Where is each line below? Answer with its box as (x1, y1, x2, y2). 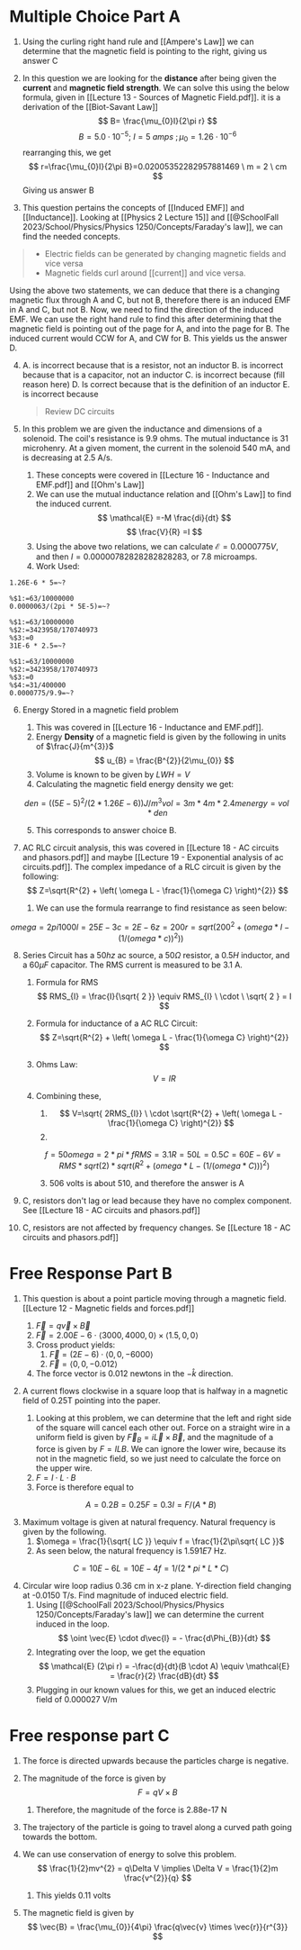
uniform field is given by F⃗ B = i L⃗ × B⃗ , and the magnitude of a (35, 1431, 274, 1445)
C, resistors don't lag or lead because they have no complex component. (22, 1195, 292, 1206)
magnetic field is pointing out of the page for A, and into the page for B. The (9, 323, 290, 334)
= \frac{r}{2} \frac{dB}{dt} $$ (109, 1670, 219, 1681)
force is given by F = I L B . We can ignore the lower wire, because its (35, 1443, 287, 1454)
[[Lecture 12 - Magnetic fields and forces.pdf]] (22, 1302, 195, 1313)
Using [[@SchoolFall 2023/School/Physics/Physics (35, 1599, 225, 1610)
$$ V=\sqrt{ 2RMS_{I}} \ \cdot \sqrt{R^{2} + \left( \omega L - (59, 1108, 283, 1119)
